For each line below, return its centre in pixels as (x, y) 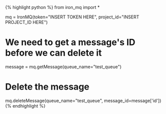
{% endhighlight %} (25, 106)
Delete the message (47, 87)
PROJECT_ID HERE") (27, 22)
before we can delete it (54, 53)
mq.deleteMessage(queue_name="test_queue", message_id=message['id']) (83, 101)
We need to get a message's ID (70, 43)
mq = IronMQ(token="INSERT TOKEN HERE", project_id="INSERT (72, 17)
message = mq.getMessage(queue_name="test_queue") (63, 67)
